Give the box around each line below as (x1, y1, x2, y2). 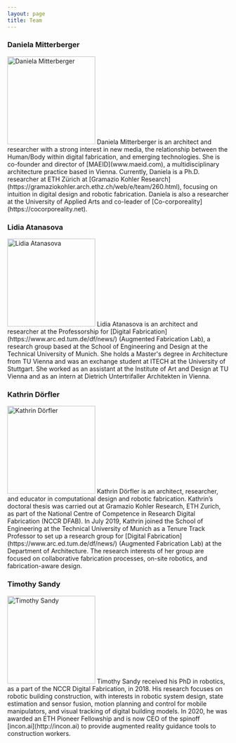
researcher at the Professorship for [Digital (7, 327, 131, 336)
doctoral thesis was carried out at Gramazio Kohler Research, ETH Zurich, (7, 502, 221, 511)
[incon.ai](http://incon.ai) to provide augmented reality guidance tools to (7, 721, 216, 730)
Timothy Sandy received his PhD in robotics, (96, 677, 225, 685)
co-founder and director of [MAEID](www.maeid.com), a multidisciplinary (7, 159, 220, 169)
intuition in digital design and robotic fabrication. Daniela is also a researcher (7, 190, 229, 198)
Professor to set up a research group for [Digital (7, 532, 146, 541)
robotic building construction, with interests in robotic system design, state (7, 692, 223, 700)
